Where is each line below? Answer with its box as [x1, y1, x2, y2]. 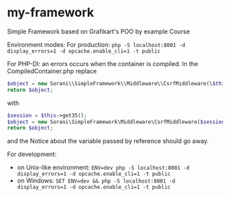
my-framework [7, 5, 94, 20]
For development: [7, 150, 57, 158]
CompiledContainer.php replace [7, 67, 97, 75]
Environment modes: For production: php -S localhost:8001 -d [7, 40, 186, 48]
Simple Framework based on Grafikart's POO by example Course [7, 27, 190, 35]
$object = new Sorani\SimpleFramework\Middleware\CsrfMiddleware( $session [7, 118, 225, 125]
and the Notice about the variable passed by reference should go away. [7, 137, 209, 145]
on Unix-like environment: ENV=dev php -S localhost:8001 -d [16, 164, 190, 172]
